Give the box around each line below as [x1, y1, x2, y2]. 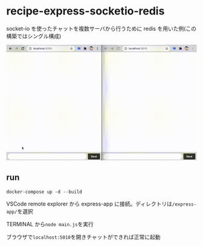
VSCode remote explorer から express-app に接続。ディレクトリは [6, 200, 172, 207]
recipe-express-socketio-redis [6, 4, 165, 18]
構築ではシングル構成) [6, 32, 62, 40]
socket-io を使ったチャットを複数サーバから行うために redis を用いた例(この [6, 25, 197, 32]
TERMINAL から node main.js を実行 [6, 221, 94, 228]
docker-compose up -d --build [6, 189, 83, 195]
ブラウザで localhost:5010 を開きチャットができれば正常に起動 [6, 233, 161, 241]
